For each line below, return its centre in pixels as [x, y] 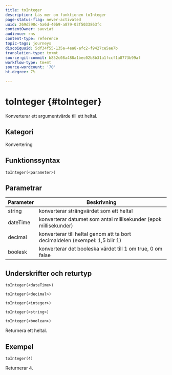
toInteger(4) [19, 359]
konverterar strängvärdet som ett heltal [86, 211]
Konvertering [19, 144]
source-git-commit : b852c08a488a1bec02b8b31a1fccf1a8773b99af [73, 58]
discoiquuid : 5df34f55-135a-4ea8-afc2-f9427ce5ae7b [61, 48]
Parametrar [24, 188]
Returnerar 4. [19, 368]
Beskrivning [101, 202]
